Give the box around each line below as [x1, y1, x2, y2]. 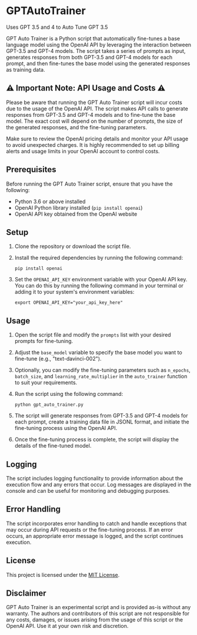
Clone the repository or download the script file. [14, 243, 131, 250]
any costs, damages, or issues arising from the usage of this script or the [6, 616, 183, 623]
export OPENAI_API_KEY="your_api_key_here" [14, 300, 123, 306]
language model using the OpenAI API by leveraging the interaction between [6, 41, 192, 48]
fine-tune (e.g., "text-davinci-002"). [14, 355, 102, 362]
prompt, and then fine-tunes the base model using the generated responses [6, 60, 191, 67]
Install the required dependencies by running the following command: [14, 254, 183, 261]
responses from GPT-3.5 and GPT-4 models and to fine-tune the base [6, 111, 176, 118]
